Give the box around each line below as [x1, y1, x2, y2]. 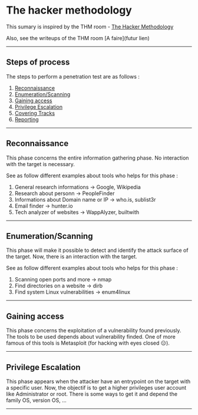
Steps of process [6, 57, 70, 67]
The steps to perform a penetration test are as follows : [6, 73, 140, 80]
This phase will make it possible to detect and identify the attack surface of [6, 247, 189, 254]
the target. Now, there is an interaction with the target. [6, 253, 137, 260]
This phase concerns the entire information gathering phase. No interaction [6, 154, 189, 161]
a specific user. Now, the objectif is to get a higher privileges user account [6, 384, 187, 391]
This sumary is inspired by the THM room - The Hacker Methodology [6, 23, 174, 30]
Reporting [14, 116, 39, 123]
